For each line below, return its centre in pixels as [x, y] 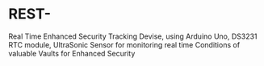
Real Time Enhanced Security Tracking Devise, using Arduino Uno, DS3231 [133, 36]
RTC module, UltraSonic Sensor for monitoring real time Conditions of [124, 44]
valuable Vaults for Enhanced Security [72, 53]
